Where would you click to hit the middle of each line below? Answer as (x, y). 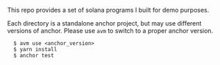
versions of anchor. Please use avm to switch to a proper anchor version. (110, 31)
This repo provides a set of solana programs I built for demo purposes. (108, 10)
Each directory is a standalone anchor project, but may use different (104, 23)
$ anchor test (34, 55)
